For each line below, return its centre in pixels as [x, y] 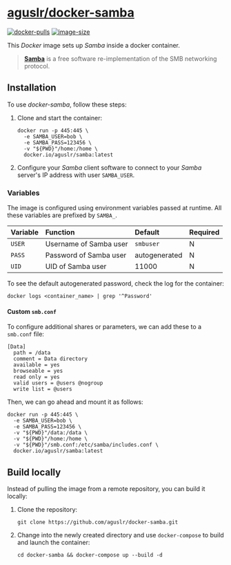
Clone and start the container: [59, 118]
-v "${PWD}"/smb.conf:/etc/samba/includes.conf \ [86, 445]
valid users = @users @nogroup [58, 383]
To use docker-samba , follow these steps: [67, 104]
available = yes [37, 365]
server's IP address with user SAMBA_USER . [76, 175]
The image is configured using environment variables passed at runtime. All [114, 208]
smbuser [147, 244]
